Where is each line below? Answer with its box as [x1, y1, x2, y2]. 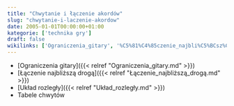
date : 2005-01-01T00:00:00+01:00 [7, 23, 104, 30]
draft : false [7, 36, 45, 43]
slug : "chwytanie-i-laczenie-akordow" [7, 17, 120, 24]
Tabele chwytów [17, 91, 65, 99]
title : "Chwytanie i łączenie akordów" [7, 10, 123, 17]
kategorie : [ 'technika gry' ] [7, 29, 92, 37]
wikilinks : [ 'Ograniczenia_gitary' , [7, 42, 114, 49]
